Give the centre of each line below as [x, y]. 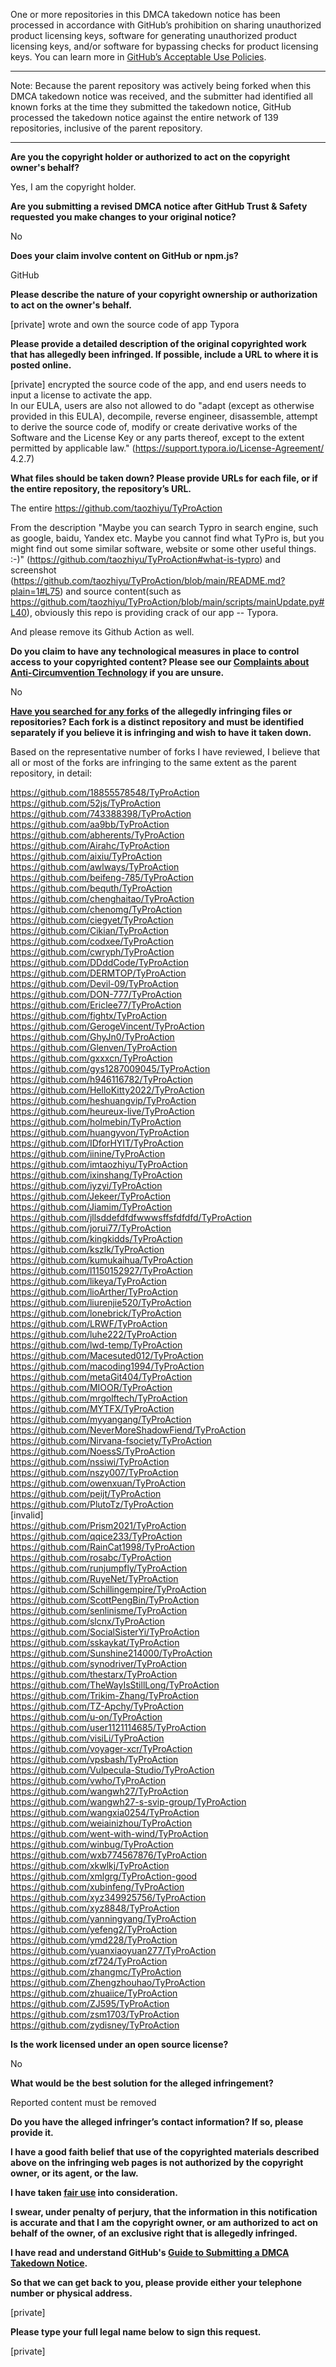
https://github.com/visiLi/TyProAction [87, 1738]
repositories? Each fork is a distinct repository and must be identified [157, 722]
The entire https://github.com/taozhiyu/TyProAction [116, 508]
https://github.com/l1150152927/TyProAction [101, 1270]
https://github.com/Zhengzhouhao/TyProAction [108, 1982]
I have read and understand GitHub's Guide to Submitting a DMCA [150, 2252]
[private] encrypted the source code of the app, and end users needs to [158, 384]
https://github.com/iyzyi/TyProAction [86, 1185]
